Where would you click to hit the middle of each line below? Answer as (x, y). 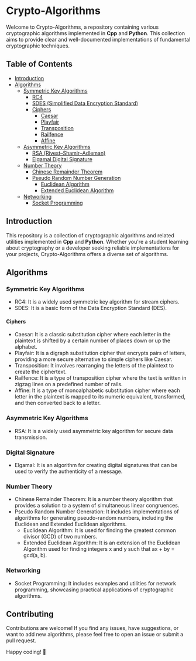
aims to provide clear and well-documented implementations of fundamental (98, 39)
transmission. (31, 437)
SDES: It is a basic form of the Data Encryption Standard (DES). (90, 308)
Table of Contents (39, 64)
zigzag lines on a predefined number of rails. (68, 384)
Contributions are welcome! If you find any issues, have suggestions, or (92, 628)
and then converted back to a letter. (58, 403)
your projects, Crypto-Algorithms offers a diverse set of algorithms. (87, 254)
